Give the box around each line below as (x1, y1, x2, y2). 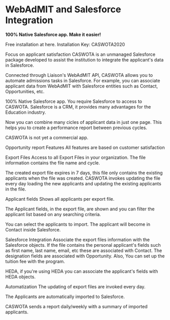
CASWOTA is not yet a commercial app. (5, 134, 88, 140)
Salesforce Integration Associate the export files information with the (5, 237, 150, 243)
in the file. (5, 186, 27, 192)
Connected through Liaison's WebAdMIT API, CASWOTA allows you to (5, 72, 153, 78)
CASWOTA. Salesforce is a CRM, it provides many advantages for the (5, 103, 151, 110)
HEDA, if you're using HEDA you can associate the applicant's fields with (5, 268, 158, 274)
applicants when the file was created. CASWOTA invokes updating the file (5, 175, 161, 181)
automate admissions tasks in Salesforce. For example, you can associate (5, 77, 160, 83)
